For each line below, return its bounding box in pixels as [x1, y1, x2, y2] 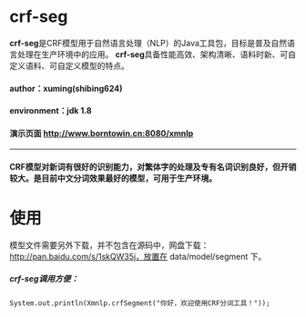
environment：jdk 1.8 [9, 105, 93, 116]
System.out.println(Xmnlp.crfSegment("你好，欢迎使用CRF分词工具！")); [9, 298, 270, 308]
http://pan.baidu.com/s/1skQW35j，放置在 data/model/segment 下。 [9, 251, 267, 262]
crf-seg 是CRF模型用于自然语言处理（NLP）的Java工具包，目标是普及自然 [9, 37, 288, 48]
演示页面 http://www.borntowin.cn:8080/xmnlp [9, 127, 194, 138]
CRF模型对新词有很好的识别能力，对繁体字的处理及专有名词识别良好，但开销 [9, 161, 297, 172]
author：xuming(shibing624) [9, 83, 123, 94]
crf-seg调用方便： [9, 273, 79, 284]
